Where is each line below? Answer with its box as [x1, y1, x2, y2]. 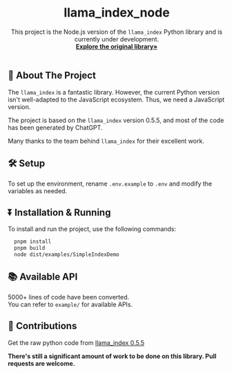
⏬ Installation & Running [8, 206, 111, 218]
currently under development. [74, 35, 159, 43]
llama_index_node [64, 5, 170, 21]
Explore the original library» [75, 42, 158, 50]
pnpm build [14, 245, 46, 252]
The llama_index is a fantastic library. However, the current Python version [8, 88, 220, 96]
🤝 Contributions [8, 320, 77, 332]
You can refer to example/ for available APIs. [8, 300, 133, 308]
